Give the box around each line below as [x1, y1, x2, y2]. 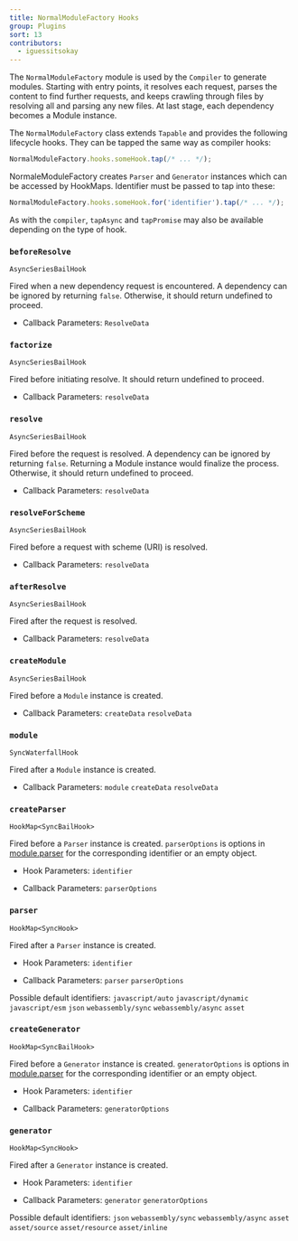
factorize [9, 340, 52, 351]
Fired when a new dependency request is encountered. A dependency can [9, 281, 287, 292]
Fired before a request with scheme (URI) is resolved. [9, 541, 209, 552]
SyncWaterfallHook [9, 747, 79, 757]
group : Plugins [9, 22, 67, 31]
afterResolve [9, 581, 67, 592]
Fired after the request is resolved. [9, 616, 138, 626]
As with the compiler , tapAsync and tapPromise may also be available [9, 214, 264, 225]
